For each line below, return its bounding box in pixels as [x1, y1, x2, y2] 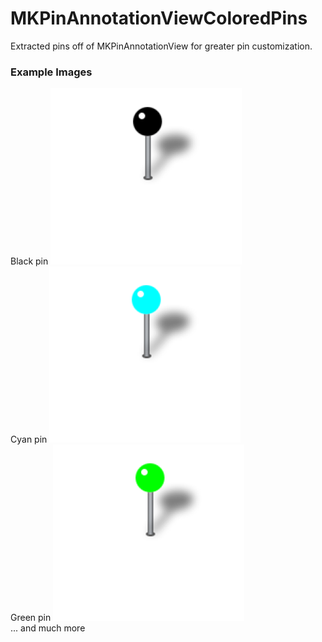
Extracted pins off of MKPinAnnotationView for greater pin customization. [10, 40, 313, 52]
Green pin [10, 612, 52, 624]
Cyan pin [10, 433, 48, 446]
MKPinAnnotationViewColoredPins [10, 7, 308, 30]
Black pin [10, 255, 49, 267]
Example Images [10, 65, 93, 79]
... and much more [10, 622, 86, 634]
